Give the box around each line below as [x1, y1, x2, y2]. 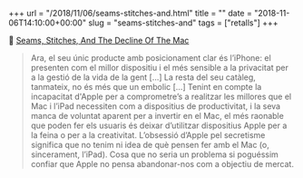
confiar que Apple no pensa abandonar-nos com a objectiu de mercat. [30, 159, 294, 169]
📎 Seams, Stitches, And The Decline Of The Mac [8, 35, 190, 45]
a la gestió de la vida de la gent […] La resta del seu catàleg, [30, 72, 256, 83]
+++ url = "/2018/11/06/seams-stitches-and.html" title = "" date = [8, 8, 253, 18]
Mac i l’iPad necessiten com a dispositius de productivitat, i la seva [30, 101, 281, 112]
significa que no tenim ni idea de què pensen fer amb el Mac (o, [30, 140, 269, 150]
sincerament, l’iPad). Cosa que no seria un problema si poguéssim [30, 149, 279, 160]
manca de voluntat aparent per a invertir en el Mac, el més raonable [30, 111, 285, 121]
